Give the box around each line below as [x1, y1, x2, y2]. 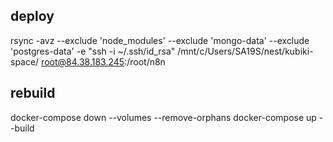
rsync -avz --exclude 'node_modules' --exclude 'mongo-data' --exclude [10, 34, 310, 46]
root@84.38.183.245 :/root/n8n [41, 55, 166, 68]
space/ [10, 55, 40, 68]
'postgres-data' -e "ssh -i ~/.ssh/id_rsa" [10, 45, 176, 57]
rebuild [10, 85, 56, 102]
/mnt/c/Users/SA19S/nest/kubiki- [177, 45, 314, 57]
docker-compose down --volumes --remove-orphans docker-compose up [10, 111, 317, 123]
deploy [10, 8, 55, 25]
